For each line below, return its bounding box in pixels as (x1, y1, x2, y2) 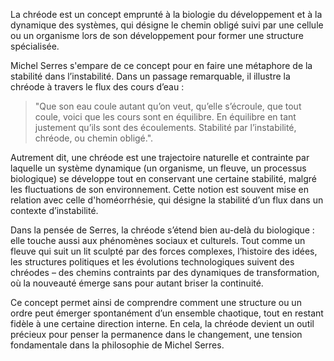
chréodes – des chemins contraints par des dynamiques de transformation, (10, 267, 320, 278)
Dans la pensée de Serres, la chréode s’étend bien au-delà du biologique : (10, 224, 315, 236)
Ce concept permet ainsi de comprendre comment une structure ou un (10, 297, 302, 308)
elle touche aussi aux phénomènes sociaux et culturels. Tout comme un (10, 235, 306, 246)
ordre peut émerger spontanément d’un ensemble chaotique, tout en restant (10, 307, 324, 319)
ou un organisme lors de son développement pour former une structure (10, 30, 304, 41)
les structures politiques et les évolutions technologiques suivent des (10, 256, 295, 268)
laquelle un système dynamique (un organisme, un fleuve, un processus (10, 162, 307, 174)
